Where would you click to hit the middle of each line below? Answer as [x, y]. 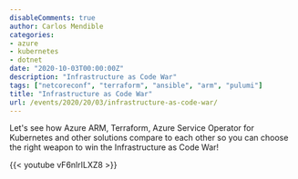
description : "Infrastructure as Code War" [93, 77]
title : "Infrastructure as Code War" [81, 94]
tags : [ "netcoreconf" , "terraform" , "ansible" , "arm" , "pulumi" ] [136, 85]
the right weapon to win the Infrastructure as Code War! [114, 147]
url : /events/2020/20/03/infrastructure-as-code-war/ [114, 102]
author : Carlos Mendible [57, 26]
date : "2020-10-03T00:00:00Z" [67, 69]
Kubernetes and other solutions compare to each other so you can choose [149, 138]
